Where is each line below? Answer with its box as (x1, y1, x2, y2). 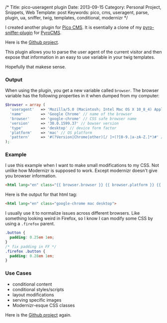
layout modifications (12, 292, 54, 298)
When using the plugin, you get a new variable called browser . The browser (5, 87, 159, 93)
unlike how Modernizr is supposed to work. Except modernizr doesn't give (5, 167, 158, 173)
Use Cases (5, 270, 32, 277)
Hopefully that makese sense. (5, 64, 66, 70)
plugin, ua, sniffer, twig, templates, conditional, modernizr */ (5, 15, 128, 20)
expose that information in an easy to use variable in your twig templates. (5, 54, 156, 60)
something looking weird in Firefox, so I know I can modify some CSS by (5, 216, 153, 222)
